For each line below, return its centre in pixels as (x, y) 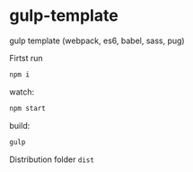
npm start (28, 108)
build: (20, 125)
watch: (22, 92)
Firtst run (26, 58)
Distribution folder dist (52, 159)
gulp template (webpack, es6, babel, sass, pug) (97, 41)
